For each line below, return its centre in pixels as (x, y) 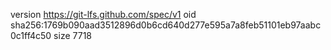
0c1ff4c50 (31, 35)
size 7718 (72, 35)
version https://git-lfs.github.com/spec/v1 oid (103, 14)
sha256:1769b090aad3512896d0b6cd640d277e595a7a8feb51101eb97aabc (166, 25)
